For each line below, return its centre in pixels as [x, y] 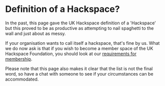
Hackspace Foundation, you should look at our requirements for [71, 54]
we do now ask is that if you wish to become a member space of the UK [79, 48]
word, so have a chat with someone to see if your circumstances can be [79, 74]
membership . [19, 59]
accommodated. [22, 79]
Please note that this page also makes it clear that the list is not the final [79, 69]
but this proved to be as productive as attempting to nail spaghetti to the [79, 28]
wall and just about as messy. [35, 33]
